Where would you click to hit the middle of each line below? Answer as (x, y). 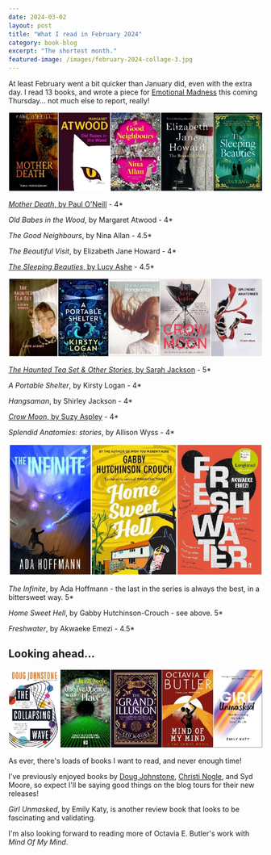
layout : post (30, 25)
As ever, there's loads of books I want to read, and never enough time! (125, 761)
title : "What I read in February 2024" (75, 34)
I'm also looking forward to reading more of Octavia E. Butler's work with (129, 834)
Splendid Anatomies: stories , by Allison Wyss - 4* (92, 433)
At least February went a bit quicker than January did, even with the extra (130, 84)
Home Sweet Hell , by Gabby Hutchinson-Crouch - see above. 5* (116, 613)
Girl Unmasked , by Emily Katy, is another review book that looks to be (124, 809)
